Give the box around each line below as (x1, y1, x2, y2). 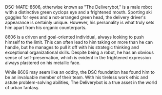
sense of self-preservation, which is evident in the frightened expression (5, 55, 151, 60)
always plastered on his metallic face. (5, 60, 81, 65)
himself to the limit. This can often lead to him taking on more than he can (5, 39, 153, 45)
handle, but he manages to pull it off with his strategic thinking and (5, 45, 139, 50)
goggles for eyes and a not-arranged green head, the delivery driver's (5, 15, 146, 20)
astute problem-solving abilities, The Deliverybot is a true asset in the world (5, 79, 157, 85)
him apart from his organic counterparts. (5, 25, 87, 31)
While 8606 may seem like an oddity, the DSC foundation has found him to (5, 69, 155, 75)
